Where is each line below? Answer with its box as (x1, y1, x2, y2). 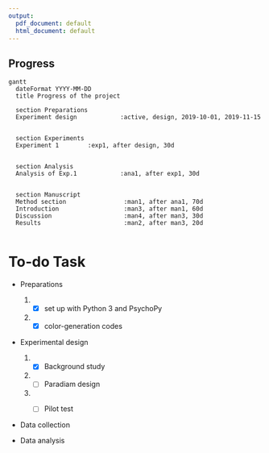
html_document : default (15, 27, 95, 35)
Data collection (19, 420, 71, 430)
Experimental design (19, 338, 89, 347)
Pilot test (43, 404, 74, 414)
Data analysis (19, 436, 65, 446)
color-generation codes (43, 322, 123, 331)
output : (8, 11, 35, 20)
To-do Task (8, 253, 86, 271)
